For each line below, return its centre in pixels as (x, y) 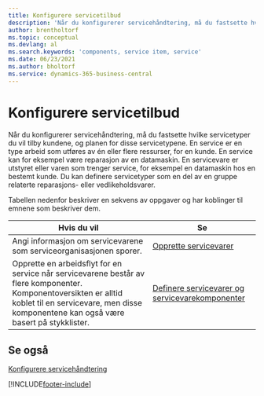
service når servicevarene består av (79, 273)
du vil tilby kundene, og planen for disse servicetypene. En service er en (125, 143)
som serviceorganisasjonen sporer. (77, 251)
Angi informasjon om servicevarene (78, 240)
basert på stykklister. (51, 322)
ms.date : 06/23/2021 (42, 60)
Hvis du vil (79, 227)
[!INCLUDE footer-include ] (50, 384)
